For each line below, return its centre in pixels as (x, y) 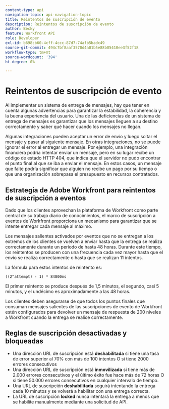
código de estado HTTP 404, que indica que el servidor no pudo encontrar (83, 158)
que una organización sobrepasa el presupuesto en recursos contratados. (82, 174)
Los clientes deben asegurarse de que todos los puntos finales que (75, 301)
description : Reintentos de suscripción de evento (60, 24)
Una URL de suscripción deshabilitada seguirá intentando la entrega (84, 386)
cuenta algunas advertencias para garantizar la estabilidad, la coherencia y (83, 111)
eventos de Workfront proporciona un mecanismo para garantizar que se (81, 221)
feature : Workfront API (30, 33)
